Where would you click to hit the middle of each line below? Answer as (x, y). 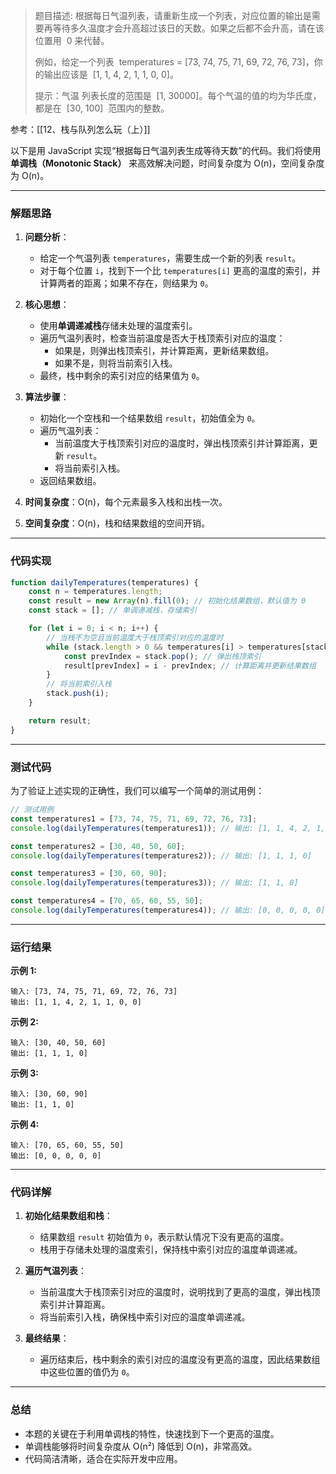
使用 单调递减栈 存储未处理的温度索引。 (118, 326)
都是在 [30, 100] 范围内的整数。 (102, 108)
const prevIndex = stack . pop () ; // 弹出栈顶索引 (162, 656)
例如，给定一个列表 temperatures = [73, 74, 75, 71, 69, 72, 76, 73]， (174, 62)
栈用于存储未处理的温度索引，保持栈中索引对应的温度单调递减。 (171, 1250)
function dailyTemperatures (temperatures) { (104, 582)
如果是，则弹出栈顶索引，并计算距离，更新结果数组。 (164, 351)
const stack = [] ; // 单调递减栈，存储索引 (112, 610)
